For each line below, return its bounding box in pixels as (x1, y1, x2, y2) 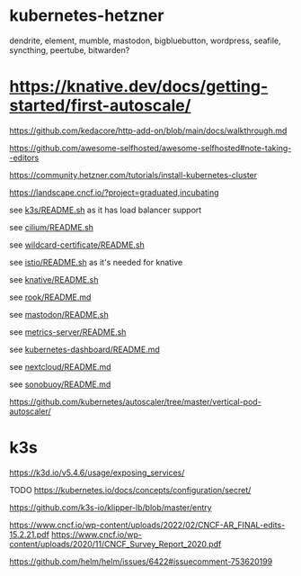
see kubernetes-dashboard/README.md (9, 344, 160, 355)
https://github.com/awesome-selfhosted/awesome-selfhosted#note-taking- (9, 142, 292, 153)
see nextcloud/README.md (9, 361, 111, 372)
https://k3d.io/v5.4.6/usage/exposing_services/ (9, 467, 185, 478)
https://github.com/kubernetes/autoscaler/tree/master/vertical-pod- (9, 396, 262, 407)
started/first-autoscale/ (9, 95, 191, 116)
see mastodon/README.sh (9, 309, 110, 319)
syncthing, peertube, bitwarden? (9, 44, 130, 55)
